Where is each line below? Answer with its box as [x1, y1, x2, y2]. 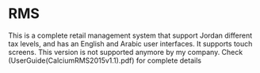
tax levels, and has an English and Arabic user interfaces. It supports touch [8, 38, 253, 48]
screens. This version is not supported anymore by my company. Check [8, 47, 243, 57]
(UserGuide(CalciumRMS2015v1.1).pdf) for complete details [8, 56, 202, 65]
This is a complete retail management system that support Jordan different [8, 31, 253, 40]
